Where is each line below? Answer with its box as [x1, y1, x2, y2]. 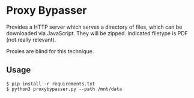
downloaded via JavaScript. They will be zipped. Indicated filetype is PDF [6, 29, 188, 36]
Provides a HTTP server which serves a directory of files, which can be [6, 23, 183, 30]
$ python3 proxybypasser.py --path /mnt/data [6, 86, 122, 92]
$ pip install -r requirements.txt [6, 81, 95, 87]
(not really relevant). [6, 36, 56, 43]
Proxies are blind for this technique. [6, 47, 94, 54]
